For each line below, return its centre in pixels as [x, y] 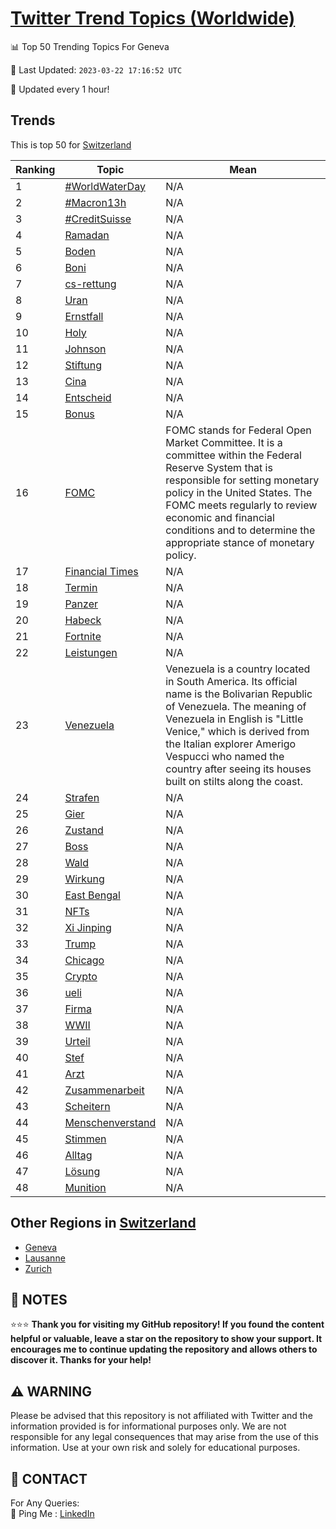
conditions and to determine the [240, 530]
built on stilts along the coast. [234, 781]
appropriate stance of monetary [240, 542]
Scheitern [87, 1106]
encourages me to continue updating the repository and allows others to [164, 1349]
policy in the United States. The [239, 492]
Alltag [78, 1155]
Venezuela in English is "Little [234, 719]
